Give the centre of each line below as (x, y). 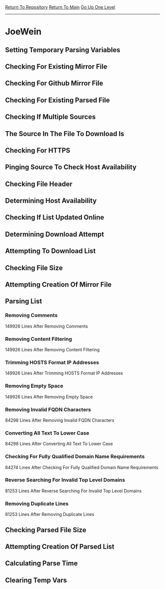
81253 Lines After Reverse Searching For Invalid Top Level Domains (73, 491)
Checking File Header (39, 184)
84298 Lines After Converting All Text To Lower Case (59, 444)
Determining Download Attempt (55, 234)
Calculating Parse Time (41, 564)
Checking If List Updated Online (55, 217)
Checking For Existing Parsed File (57, 100)
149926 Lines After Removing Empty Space (49, 397)
